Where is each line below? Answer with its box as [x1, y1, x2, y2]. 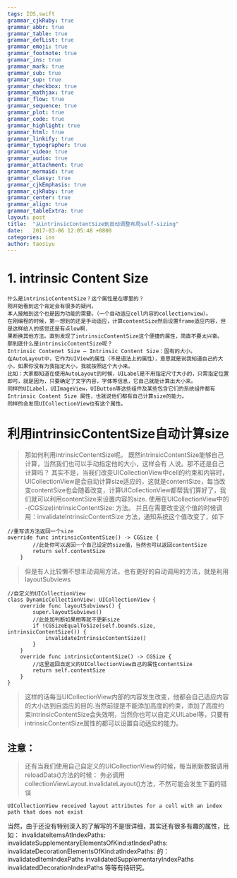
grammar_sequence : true [7, 102, 78, 109]
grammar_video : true [7, 148, 68, 155]
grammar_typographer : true [7, 142, 87, 149]
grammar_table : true [7, 30, 68, 37]
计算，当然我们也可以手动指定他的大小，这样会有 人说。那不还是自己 [24, 460, 224, 468]
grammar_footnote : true [7, 50, 78, 57]
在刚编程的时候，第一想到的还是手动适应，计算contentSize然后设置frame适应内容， [7, 318, 221, 325]
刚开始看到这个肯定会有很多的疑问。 [7, 303, 97, 310]
